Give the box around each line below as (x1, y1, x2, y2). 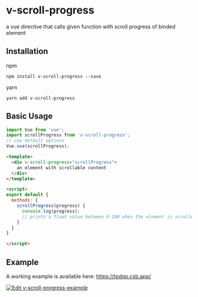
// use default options (6, 138, 65, 144)
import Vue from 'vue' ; (6, 127, 65, 133)
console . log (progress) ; (21, 208, 81, 214)
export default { (6, 192, 49, 198)
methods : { (11, 197, 38, 203)
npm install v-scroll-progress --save (6, 73, 101, 80)
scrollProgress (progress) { (16, 203, 85, 209)
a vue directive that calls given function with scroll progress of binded (6, 23, 176, 30)
